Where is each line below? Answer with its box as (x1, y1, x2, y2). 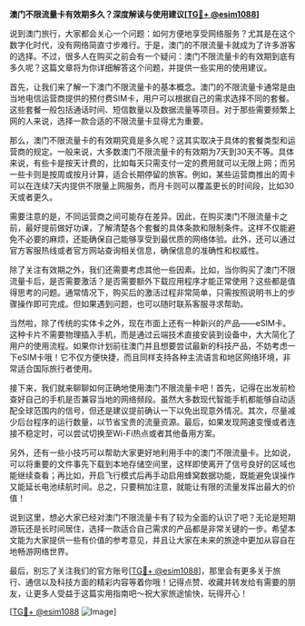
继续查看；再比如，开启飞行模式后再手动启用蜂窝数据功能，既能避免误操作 (16, 470, 296, 481)
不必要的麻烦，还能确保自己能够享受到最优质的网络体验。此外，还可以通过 (16, 234, 296, 244)
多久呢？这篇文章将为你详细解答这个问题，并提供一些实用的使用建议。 (9, 63, 272, 73)
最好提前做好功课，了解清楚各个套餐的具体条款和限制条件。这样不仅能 (25, 223, 288, 233)
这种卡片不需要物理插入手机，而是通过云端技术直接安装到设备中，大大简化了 (9, 329, 296, 340)
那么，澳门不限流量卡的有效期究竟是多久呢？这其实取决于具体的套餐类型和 (9, 135, 288, 145)
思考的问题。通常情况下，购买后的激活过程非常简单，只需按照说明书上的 (16, 287, 288, 298)
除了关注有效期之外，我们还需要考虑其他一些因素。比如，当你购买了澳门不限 (9, 264, 296, 275)
